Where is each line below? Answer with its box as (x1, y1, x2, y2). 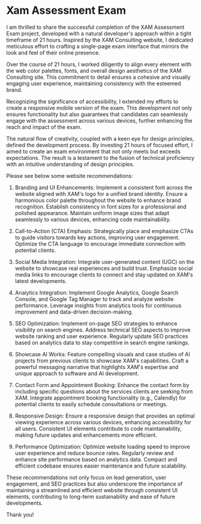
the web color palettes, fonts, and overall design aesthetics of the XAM (6, 67, 182, 74)
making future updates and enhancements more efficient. (14, 431, 158, 439)
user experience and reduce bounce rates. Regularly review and (14, 449, 174, 457)
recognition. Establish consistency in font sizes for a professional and (14, 203, 187, 210)
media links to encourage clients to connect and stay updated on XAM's (14, 271, 193, 278)
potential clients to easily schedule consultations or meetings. (14, 400, 168, 407)
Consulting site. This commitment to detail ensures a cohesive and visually (6, 73, 191, 81)
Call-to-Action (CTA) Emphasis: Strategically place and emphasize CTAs (14, 227, 194, 234)
